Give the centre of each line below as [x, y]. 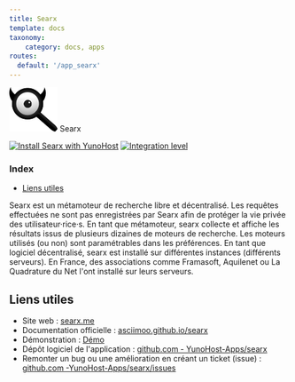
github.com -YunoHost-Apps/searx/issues [99, 368]
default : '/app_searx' [59, 66]
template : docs [37, 28]
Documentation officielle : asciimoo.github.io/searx [115, 330]
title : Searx [33, 19]
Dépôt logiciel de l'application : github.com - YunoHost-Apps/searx [144, 349]
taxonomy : [27, 37]
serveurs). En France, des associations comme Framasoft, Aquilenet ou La [145, 262]
